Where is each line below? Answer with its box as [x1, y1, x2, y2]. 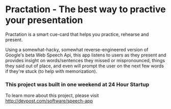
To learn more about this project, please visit [5, 93, 99, 99]
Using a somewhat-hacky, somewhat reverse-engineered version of [5, 46, 149, 52]
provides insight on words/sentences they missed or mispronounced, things [5, 57, 165, 63]
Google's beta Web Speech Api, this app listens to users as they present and [5, 52, 166, 58]
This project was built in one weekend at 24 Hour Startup [5, 80, 150, 88]
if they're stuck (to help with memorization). [5, 68, 97, 74]
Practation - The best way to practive [5, 4, 166, 15]
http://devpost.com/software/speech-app [5, 98, 93, 104]
